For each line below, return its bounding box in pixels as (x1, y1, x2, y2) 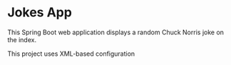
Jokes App (7, 4, 73, 21)
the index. (7, 35, 37, 44)
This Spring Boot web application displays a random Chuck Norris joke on (7, 28, 225, 36)
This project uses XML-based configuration (7, 49, 135, 58)
